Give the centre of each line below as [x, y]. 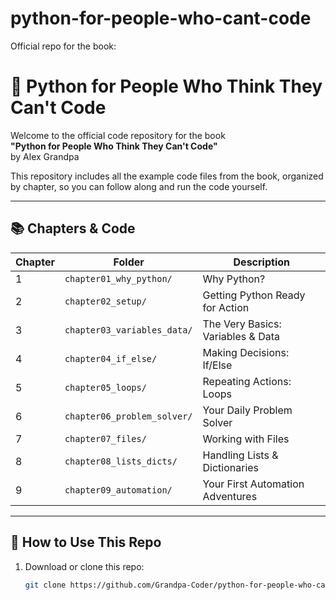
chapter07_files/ [105, 438]
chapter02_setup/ [105, 301]
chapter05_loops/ [105, 387]
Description [261, 262]
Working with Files [246, 439]
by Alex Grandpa [45, 156]
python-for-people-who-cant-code [161, 18]
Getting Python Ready [254, 295]
